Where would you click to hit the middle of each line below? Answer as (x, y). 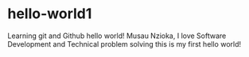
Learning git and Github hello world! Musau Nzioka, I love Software (117, 36)
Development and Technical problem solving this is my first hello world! (124, 44)
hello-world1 (50, 14)
